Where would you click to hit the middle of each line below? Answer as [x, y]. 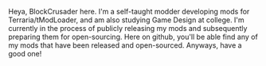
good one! [25, 54]
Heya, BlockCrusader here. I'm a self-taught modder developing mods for [129, 12]
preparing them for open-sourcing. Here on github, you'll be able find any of [133, 37]
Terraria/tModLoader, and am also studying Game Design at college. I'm [126, 20]
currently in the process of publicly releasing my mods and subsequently [128, 28]
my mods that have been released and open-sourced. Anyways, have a [125, 45]
